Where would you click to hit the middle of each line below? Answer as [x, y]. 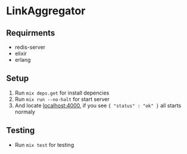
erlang [23, 60]
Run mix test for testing [44, 144]
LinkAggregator [46, 11]
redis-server [30, 47]
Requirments [31, 33]
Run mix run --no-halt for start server [62, 99]
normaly [25, 112]
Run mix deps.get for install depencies [62, 93]
